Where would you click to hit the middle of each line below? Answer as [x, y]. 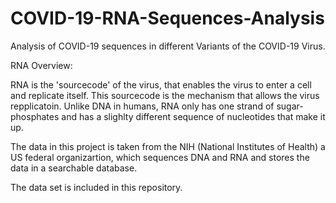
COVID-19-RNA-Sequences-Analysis [167, 18]
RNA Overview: [41, 65]
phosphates [35, 116]
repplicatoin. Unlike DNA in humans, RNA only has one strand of [142, 106]
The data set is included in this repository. [96, 187]
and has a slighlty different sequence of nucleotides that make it [193, 116]
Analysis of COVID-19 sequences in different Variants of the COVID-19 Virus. [168, 46]
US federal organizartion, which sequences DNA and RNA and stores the [160, 157]
